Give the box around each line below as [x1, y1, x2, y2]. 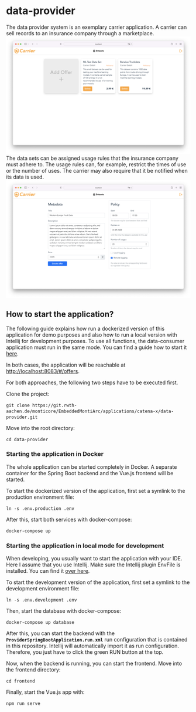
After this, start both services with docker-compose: [6, 516, 132, 523]
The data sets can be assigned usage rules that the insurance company [6, 155, 178, 162]
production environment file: [6, 493, 74, 501]
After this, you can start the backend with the [6, 630, 115, 637]
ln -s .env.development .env [6, 597, 77, 603]
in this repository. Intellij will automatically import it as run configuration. [6, 642, 180, 650]
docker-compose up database [6, 620, 75, 626]
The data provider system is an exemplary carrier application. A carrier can [6, 23, 187, 31]
